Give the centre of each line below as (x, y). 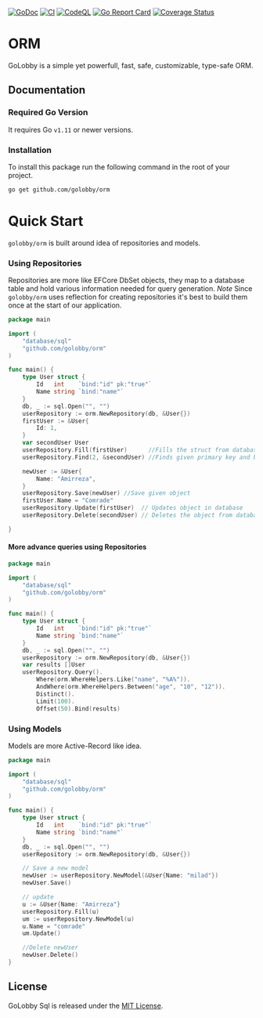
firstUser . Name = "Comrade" (68, 501)
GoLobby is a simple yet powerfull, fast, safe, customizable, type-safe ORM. (131, 65)
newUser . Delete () (50, 955)
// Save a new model (56, 868)
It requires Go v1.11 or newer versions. (71, 129)
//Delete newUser (50, 948)
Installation (30, 150)
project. (21, 175)
